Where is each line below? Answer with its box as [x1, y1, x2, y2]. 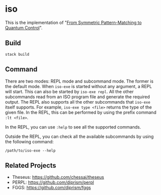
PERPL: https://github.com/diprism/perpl [12, 179, 94, 185]
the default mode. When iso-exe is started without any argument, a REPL [5, 83, 152, 89]
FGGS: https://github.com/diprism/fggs [12, 185, 92, 191]
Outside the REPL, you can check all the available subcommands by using [5, 133, 154, 139]
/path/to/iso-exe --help [5, 148, 56, 153]
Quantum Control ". [5, 24, 43, 30]
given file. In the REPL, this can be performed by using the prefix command [5, 109, 157, 115]
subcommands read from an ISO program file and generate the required [5, 94, 150, 100]
